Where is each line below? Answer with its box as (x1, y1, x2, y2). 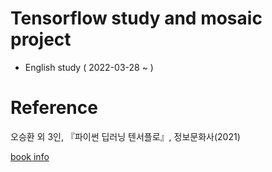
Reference (10, 97, 98, 119)
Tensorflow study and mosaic (10, 7, 263, 30)
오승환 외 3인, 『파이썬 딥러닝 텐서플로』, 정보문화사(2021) (10, 130, 241, 142)
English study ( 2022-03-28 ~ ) (24, 61, 154, 73)
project (10, 28, 72, 51)
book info (10, 150, 50, 162)
